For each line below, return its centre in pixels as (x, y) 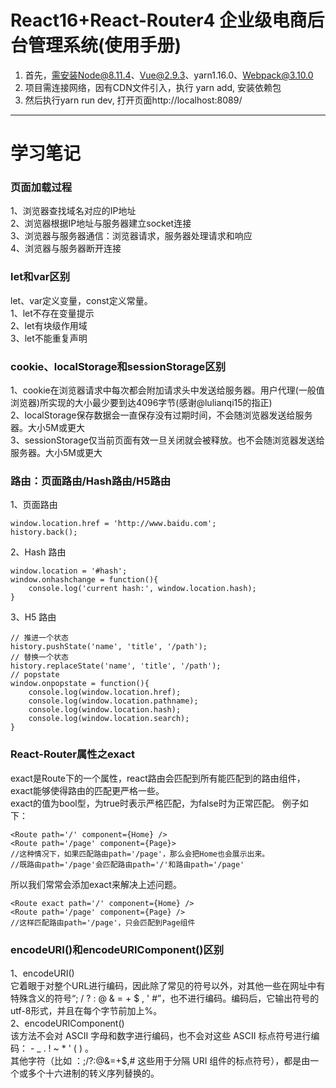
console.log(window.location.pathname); (113, 701)
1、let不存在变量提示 (52, 313)
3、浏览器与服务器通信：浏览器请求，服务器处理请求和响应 (131, 236)
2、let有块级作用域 (49, 325)
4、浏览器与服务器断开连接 (66, 248)
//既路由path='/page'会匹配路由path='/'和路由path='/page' (127, 864)
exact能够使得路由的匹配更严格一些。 (87, 790)
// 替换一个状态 (39, 657)
